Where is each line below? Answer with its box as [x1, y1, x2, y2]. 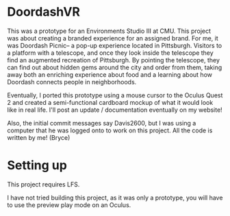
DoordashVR [7, 4, 81, 20]
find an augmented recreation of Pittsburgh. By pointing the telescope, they [7, 56, 220, 64]
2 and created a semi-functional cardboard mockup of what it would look [7, 98, 214, 106]
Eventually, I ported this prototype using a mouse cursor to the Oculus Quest [7, 91, 223, 99]
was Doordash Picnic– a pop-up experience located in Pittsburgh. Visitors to [7, 41, 222, 49]
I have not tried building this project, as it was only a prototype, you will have [7, 193, 223, 202]
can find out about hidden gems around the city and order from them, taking [7, 63, 222, 71]
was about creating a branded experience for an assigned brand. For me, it [7, 34, 219, 42]
